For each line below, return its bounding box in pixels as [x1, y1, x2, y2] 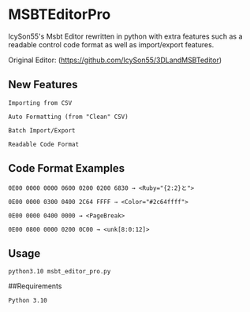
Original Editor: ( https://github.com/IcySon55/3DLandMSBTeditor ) [8, 55, 222, 65]
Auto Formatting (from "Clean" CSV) [8, 113, 129, 121]
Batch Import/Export [8, 126, 76, 135]
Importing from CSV [8, 98, 73, 107]
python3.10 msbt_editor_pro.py [8, 268, 111, 276]
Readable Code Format [8, 140, 80, 148]
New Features [8, 78, 78, 91]
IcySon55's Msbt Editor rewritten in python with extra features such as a [8, 32, 243, 41]
